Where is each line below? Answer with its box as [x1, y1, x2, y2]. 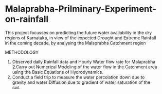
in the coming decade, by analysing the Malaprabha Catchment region [5, 40, 146, 46]
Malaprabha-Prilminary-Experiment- [5, 3, 157, 15]
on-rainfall [5, 14, 49, 25]
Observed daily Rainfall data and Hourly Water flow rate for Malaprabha [12, 59, 156, 64]
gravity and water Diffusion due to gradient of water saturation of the [12, 79, 151, 85]
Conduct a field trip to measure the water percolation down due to [12, 74, 145, 80]
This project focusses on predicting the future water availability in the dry [5, 30, 152, 35]
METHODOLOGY [5, 49, 39, 55]
